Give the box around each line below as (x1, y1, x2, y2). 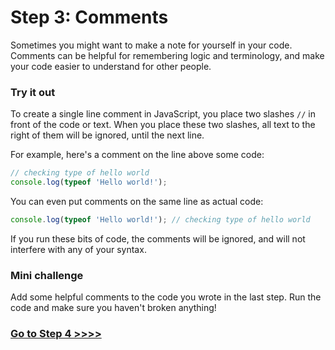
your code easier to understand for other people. (10, 60, 212, 72)
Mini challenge (10, 268, 84, 282)
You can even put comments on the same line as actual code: (10, 195, 264, 207)
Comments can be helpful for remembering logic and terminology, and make (10, 49, 325, 61)
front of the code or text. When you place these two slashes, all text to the (10, 119, 316, 131)
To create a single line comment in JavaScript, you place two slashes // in (10, 108, 316, 120)
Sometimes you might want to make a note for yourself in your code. (10, 39, 293, 51)
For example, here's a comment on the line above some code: (10, 149, 265, 161)
